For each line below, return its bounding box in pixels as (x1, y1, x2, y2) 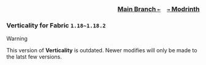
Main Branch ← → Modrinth (117, 5, 200, 13)
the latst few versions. (6, 53, 63, 61)
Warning (6, 35, 28, 43)
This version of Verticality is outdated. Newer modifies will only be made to (6, 47, 197, 54)
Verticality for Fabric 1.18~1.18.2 (6, 21, 106, 29)
